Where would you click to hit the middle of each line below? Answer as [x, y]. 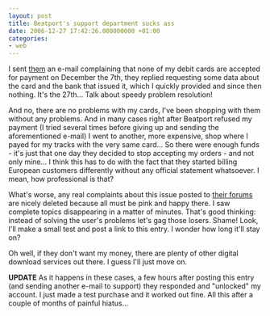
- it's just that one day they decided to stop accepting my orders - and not [131, 154]
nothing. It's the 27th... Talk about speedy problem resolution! [111, 95]
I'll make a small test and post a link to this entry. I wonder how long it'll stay [134, 229]
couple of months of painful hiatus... [69, 303]
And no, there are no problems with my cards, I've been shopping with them [135, 111]
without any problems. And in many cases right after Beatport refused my [130, 119]
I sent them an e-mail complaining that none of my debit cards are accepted [134, 69]
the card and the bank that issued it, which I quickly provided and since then [135, 86]
